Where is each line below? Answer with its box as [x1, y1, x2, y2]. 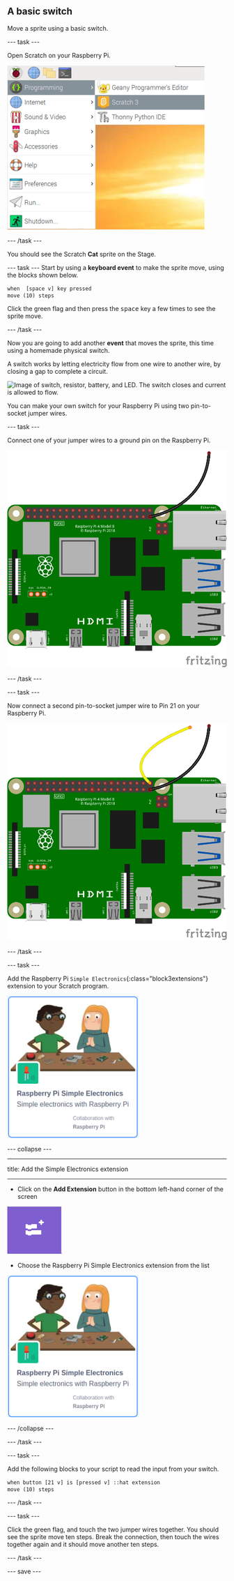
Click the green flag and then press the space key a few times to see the [7, 304, 216, 312]
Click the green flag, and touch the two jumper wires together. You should [7, 1525, 219, 1534]
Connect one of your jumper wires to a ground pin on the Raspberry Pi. [7, 436, 211, 444]
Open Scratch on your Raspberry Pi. [7, 51, 111, 59]
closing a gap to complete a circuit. [7, 367, 108, 375]
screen [17, 1192, 38, 1200]
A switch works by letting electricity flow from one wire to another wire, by [7, 359, 221, 368]
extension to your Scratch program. [7, 981, 109, 990]
